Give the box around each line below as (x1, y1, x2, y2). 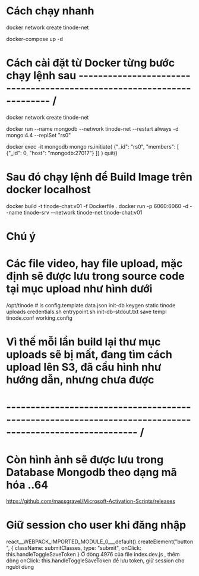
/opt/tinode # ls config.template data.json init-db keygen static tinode (6, 301, 176, 309)
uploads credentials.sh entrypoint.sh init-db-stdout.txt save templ (6, 308, 167, 315)
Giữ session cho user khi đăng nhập (6, 518, 187, 532)
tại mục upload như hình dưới (6, 282, 153, 295)
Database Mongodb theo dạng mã (6, 465, 177, 479)
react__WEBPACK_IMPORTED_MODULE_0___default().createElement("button (6, 538, 194, 545)
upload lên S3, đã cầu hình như (6, 361, 162, 374)
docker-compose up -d (6, 35, 64, 42)
